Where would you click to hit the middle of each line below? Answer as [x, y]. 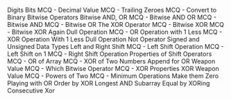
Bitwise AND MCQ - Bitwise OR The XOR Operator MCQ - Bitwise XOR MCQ [115, 24]
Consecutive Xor [31, 90]
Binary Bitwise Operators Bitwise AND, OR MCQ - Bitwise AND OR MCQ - [112, 17]
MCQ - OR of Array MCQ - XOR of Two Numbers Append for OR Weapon [111, 61]
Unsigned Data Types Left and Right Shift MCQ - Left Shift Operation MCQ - [115, 47]
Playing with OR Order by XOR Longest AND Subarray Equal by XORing [109, 83]
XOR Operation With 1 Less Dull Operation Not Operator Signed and [103, 39]
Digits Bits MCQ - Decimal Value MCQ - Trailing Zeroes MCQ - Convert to [112, 10]
